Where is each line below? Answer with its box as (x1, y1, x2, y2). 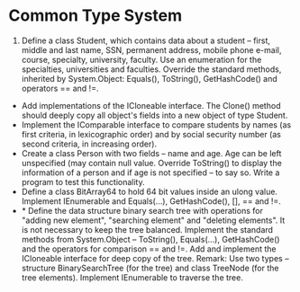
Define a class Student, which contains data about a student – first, (21, 35, 271, 46)
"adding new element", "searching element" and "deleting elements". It (21, 215, 286, 226)
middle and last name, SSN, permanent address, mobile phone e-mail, (21, 44, 282, 55)
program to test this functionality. (21, 176, 145, 187)
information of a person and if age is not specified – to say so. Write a (21, 167, 280, 178)
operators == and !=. (21, 83, 99, 93)
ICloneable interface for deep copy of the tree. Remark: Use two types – (21, 252, 289, 263)
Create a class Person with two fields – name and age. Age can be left (21, 147, 282, 158)
